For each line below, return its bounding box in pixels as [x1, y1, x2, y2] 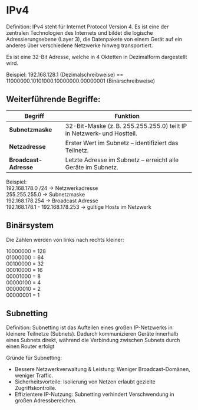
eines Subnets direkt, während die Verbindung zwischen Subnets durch [6, 337, 180, 344]
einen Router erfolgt [6, 343, 55, 350]
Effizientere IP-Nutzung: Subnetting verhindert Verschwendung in [14, 391, 174, 398]
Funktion [114, 111, 140, 120]
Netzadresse [9, 142, 46, 150]
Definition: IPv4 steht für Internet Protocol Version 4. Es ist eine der [6, 23, 169, 30]
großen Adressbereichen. [14, 397, 77, 404]
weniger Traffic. [14, 372, 54, 379]
